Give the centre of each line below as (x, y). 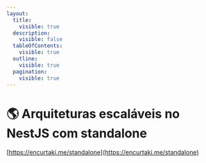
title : (22, 20)
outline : (25, 59)
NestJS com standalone (77, 133)
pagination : (30, 71)
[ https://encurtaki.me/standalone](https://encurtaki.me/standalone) (103, 153)
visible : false (41, 40)
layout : (18, 14)
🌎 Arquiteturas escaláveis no (93, 113)
